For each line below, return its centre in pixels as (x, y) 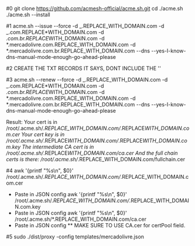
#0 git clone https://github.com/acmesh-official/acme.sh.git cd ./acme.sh (95, 8)
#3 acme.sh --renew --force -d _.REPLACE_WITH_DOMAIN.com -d (87, 79)
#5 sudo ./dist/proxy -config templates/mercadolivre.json (75, 237)
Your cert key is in (43, 134)
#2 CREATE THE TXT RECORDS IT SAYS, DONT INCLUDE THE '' (83, 68)
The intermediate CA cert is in (58, 147)
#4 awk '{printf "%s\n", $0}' (40, 171)
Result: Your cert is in (32, 122)
